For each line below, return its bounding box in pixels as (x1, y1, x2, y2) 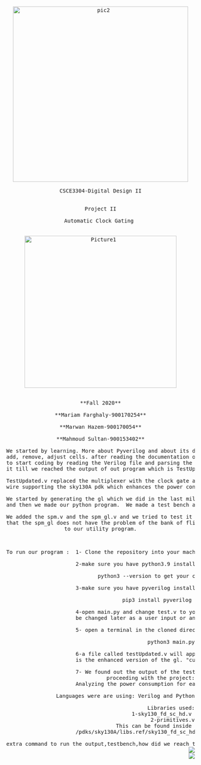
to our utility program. (64, 526, 137, 532)
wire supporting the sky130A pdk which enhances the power (6, 484, 184, 490)
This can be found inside (115, 722, 192, 729)
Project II (84, 206, 117, 212)
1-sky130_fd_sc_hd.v (131, 710, 192, 717)
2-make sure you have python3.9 (75, 561, 170, 567)
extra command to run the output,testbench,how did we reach (6, 740, 190, 747)
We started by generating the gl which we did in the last (6, 496, 184, 502)
